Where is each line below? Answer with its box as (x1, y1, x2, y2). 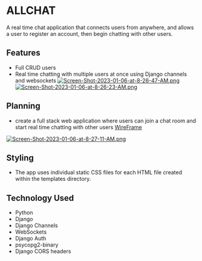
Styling (6, 152, 34, 163)
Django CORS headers (15, 248, 71, 255)
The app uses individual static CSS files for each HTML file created (15, 169, 183, 176)
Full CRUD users (15, 64, 56, 71)
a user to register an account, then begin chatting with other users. (6, 30, 173, 37)
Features (6, 48, 41, 58)
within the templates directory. (15, 175, 91, 183)
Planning (6, 101, 41, 111)
